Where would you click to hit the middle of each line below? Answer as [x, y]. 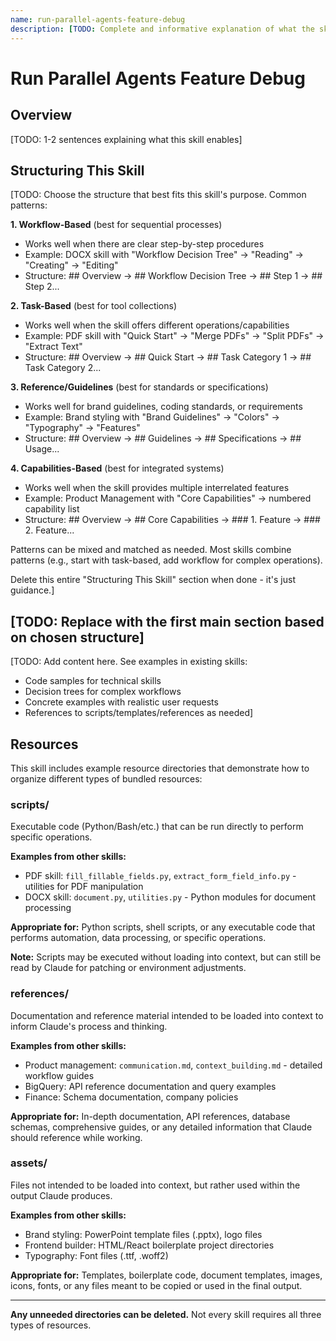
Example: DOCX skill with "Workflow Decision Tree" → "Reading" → [164, 255]
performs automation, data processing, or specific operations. [138, 938]
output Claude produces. [61, 1195]
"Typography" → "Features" [82, 428]
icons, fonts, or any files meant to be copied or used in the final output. [156, 1285]
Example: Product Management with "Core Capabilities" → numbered [168, 498]
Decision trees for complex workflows [103, 692]
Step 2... [42, 287]
